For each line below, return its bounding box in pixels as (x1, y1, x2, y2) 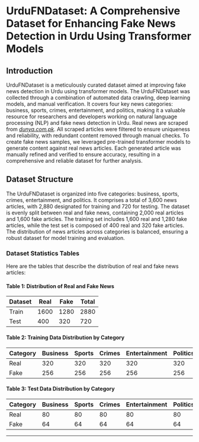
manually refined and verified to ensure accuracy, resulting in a (6, 151, 161, 158)
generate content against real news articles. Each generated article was (6, 144, 181, 151)
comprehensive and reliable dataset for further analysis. (6, 157, 143, 164)
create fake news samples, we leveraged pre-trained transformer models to (6, 138, 191, 145)
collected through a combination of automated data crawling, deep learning (6, 94, 191, 101)
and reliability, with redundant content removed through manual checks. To (6, 132, 190, 139)
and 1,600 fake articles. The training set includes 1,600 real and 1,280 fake (6, 215, 188, 222)
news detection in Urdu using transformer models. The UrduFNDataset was (6, 88, 191, 94)
